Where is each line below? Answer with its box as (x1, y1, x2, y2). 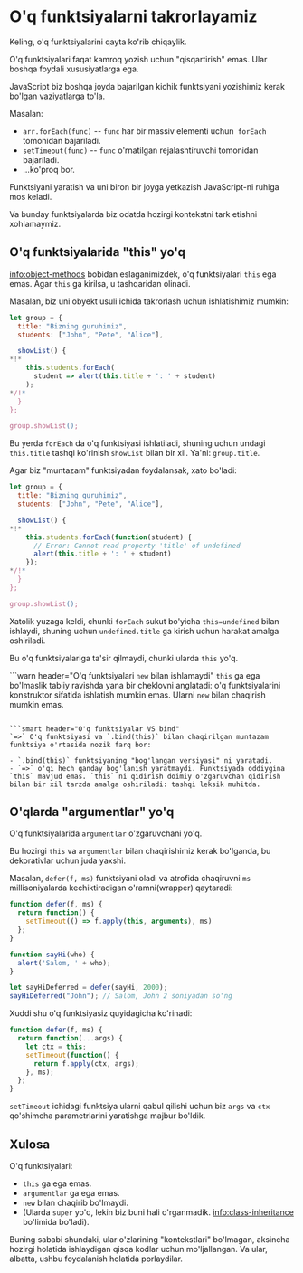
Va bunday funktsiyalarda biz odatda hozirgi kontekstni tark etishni (9, 208, 258, 219)
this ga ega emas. (22, 1178, 92, 1189)
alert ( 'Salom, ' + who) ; (17, 958, 111, 967)
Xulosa (9, 1136, 51, 1152)
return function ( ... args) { (17, 1034, 124, 1043)
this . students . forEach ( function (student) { (25, 532, 193, 542)
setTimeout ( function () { (25, 1050, 119, 1059)
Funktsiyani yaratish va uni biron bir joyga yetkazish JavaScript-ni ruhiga (9, 181, 279, 192)
